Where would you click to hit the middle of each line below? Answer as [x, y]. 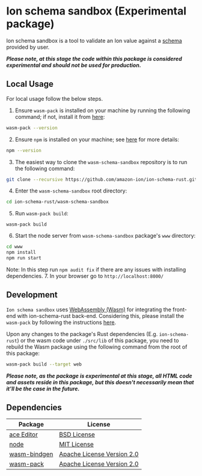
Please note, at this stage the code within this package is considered [94, 59]
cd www [14, 247]
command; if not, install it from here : [60, 116]
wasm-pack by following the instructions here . [61, 322]
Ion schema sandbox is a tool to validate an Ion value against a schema [94, 40]
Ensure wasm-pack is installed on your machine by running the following [103, 110]
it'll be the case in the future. [43, 389]
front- [180, 309]
